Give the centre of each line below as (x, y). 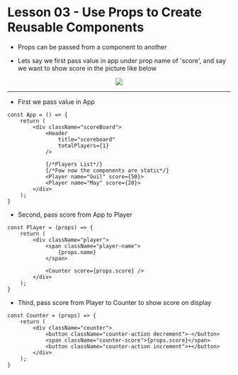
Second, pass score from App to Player (75, 214)
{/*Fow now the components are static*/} (107, 171)
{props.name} (77, 252)
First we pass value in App (56, 102)
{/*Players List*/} (74, 164)
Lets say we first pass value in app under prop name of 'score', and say (122, 60)
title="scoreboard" (86, 139)
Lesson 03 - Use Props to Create (104, 12)
